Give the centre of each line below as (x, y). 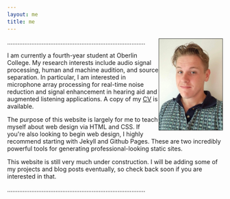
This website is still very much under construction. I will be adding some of (113, 161)
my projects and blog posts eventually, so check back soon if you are (105, 169)
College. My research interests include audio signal (79, 62)
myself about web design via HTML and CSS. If (74, 127)
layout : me (23, 14)
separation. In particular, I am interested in (67, 77)
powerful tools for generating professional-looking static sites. (95, 148)
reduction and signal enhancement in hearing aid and (82, 92)
